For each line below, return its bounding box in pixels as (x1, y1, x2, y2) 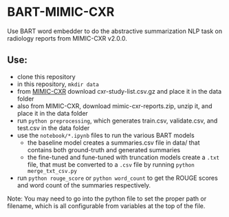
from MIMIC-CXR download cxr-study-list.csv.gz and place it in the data (17, 87, 222, 95)
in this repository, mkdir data (17, 80, 100, 88)
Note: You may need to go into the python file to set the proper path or (7, 194, 207, 203)
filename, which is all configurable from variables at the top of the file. (7, 201, 206, 210)
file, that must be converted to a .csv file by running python (27, 160, 195, 169)
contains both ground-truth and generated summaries (27, 145, 181, 154)
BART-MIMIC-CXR (7, 4, 115, 20)
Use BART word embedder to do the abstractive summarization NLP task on (7, 27, 222, 35)
